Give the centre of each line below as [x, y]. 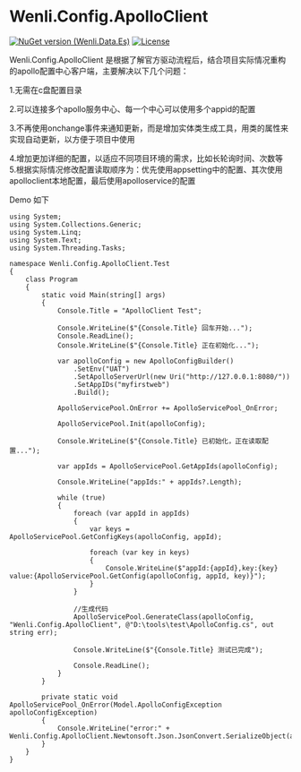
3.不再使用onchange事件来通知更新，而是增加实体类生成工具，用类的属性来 [149, 128]
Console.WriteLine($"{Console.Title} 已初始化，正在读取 [159, 441]
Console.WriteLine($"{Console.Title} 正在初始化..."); [158, 345]
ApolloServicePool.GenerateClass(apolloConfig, [163, 617]
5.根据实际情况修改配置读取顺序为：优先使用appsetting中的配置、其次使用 [146, 169]
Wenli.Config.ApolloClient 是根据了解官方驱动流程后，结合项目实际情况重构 [148, 59]
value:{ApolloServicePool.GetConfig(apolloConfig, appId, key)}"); [138, 576]
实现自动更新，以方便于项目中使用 [72, 139]
